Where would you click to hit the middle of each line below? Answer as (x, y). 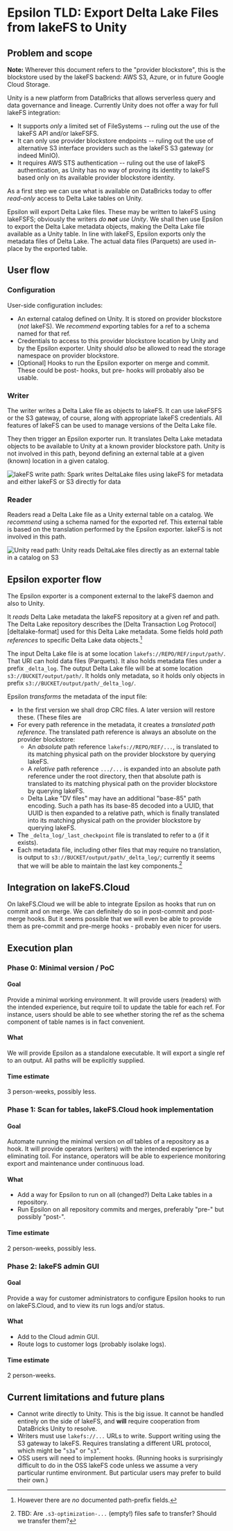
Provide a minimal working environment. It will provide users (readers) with (114, 999)
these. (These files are (49, 717)
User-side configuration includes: (55, 305)
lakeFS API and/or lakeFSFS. (58, 133)
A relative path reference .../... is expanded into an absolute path (124, 769)
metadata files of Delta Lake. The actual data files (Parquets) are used (107, 241)
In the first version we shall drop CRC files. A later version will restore (116, 710)
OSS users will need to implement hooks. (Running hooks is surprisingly (120, 1458)
